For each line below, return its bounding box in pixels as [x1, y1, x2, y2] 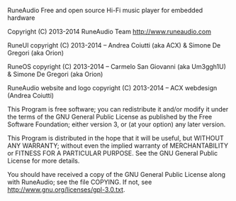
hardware [7, 13, 35, 22]
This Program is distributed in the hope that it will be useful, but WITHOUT [7, 134, 225, 142]
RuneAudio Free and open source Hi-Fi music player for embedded [7, 6, 203, 14]
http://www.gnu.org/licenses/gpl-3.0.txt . [7, 185, 125, 194]
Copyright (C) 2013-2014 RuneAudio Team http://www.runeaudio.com [7, 28, 211, 36]
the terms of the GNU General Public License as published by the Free [7, 113, 213, 121]
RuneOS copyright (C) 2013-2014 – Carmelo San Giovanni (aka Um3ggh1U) [7, 63, 227, 70]
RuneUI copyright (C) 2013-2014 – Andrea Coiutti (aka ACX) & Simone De [7, 41, 221, 49]
